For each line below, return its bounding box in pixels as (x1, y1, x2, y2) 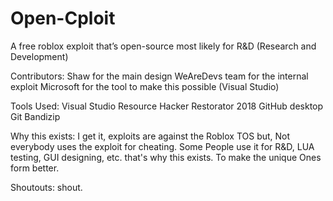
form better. (10, 162, 60, 174)
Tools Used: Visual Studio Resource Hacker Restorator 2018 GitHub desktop (10, 100, 324, 112)
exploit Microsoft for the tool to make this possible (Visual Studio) (10, 80, 280, 92)
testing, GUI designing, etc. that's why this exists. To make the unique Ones (10, 151, 322, 163)
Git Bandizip (10, 110, 61, 122)
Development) (10, 50, 69, 62)
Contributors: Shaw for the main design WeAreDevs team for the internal (10, 70, 309, 82)
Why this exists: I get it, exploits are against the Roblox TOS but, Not (10, 130, 291, 142)
